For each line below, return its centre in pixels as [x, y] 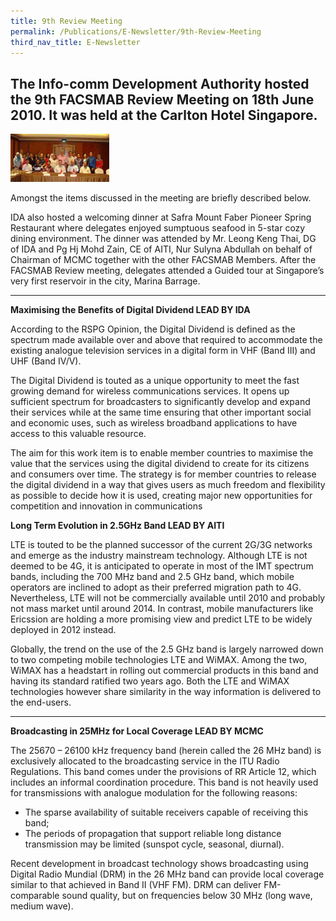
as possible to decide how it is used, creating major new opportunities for [161, 496]
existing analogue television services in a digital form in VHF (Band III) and [163, 351]
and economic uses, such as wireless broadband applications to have [154, 423]
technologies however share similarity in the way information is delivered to [166, 692]
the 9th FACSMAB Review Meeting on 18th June [162, 99]
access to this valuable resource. [78, 434]
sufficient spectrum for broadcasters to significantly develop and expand [160, 402]
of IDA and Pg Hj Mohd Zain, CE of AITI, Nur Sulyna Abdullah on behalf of [161, 249]
